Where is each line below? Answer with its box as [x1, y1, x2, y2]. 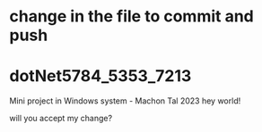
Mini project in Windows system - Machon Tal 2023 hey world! [9, 95, 241, 106]
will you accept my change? [9, 113, 113, 124]
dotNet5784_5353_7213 [9, 66, 192, 87]
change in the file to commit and [9, 6, 254, 27]
